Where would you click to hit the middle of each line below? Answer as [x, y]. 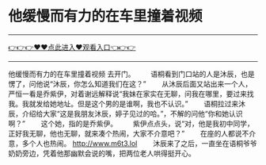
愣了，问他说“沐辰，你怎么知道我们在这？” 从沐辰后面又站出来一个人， [130, 83]
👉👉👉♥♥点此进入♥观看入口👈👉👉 [72, 47]
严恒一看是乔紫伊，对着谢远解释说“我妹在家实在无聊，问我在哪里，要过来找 [131, 94]
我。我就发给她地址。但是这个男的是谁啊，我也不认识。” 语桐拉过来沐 [127, 103]
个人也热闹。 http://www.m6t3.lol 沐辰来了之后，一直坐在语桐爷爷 [143, 143]
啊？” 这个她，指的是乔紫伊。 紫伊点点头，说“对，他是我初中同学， [131, 123]
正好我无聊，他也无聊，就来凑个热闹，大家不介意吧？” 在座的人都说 [125, 133]
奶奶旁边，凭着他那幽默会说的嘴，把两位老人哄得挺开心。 [102, 153]
